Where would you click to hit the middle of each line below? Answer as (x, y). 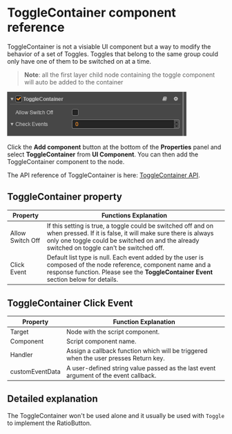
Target (19, 332)
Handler (21, 354)
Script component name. (101, 341)
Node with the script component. (113, 332)
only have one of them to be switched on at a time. (79, 61)
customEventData (35, 372)
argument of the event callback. (112, 375)
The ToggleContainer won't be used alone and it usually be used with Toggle (116, 415)
